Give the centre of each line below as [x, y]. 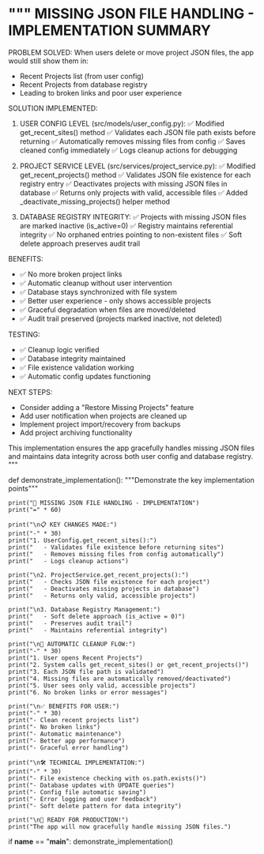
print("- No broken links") [55, 727]
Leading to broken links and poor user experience [101, 92]
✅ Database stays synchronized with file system [98, 292]
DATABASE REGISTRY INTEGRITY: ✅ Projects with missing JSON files [133, 216]
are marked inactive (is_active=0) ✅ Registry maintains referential [126, 225]
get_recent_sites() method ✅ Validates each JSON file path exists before [138, 132]
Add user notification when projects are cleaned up [103, 416]
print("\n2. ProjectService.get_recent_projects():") [99, 575]
